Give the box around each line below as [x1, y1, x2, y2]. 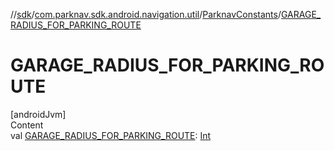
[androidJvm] [10, 108, 67, 120]
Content [10, 119, 44, 131]
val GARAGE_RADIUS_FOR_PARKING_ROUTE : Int [10, 129, 212, 141]
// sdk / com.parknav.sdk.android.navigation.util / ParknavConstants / [10, 9, 282, 20]
